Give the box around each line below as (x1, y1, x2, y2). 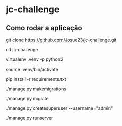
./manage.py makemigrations (6, 86, 67, 92)
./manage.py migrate (6, 96, 49, 101)
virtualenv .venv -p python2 (6, 56, 64, 62)
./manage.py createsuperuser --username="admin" (6, 105, 113, 111)
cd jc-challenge (6, 47, 38, 52)
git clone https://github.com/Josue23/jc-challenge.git (6, 37, 117, 43)
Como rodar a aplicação (6, 24, 82, 32)
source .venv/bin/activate (6, 67, 58, 72)
